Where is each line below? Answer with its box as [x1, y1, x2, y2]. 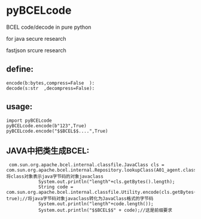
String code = [38, 184, 74, 190]
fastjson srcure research [6, 46, 67, 54]
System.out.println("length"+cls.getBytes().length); [38, 179, 175, 185]
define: [6, 64, 34, 74]
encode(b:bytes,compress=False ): [6, 80, 95, 86]
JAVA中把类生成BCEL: [6, 145, 90, 156]
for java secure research [6, 35, 67, 42]
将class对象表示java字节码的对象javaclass [6, 173, 103, 180]
